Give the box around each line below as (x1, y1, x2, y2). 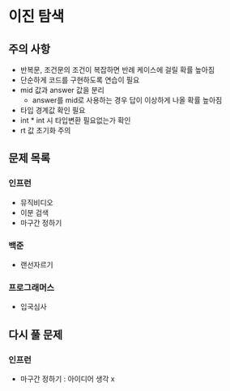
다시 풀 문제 (8, 328, 63, 342)
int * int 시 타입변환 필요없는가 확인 (19, 116, 131, 125)
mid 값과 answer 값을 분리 (19, 86, 105, 95)
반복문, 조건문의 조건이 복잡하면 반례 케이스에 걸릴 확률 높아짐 (19, 65, 215, 74)
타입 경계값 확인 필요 (19, 106, 86, 115)
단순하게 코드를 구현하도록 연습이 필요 (19, 75, 140, 85)
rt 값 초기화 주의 (19, 126, 71, 135)
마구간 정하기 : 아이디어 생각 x (19, 373, 115, 384)
